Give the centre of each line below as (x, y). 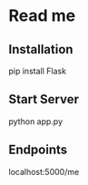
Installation (41, 49)
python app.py (36, 121)
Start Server (44, 99)
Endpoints (38, 150)
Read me (42, 16)
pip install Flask (38, 71)
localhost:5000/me (44, 171)
